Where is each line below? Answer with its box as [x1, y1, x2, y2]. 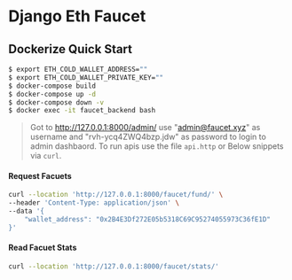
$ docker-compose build [8, 82, 97, 90]
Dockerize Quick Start [8, 42, 133, 57]
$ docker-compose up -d [8, 89, 97, 98]
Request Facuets [8, 170, 72, 181]
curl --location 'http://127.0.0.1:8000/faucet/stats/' [8, 262, 219, 271]
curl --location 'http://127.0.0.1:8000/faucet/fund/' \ [8, 191, 224, 199]
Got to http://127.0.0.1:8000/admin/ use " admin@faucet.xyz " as [29, 122, 261, 133]
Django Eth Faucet [8, 6, 146, 27]
